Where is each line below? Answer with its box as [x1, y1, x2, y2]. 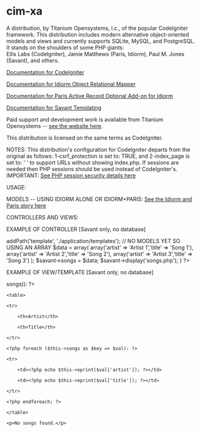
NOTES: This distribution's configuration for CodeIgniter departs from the [6, 146, 191, 153]
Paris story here [6, 202, 47, 209]
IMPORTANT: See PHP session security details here [6, 172, 136, 179]
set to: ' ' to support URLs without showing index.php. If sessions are [6, 158, 179, 166]
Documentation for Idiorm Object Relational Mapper [6, 80, 136, 88]
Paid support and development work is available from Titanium [6, 116, 163, 123]
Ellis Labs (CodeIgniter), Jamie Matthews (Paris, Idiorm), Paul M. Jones [6, 50, 185, 57]
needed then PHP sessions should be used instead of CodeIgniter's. [6, 165, 178, 172]
